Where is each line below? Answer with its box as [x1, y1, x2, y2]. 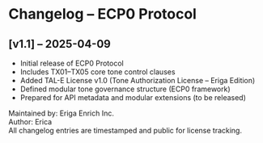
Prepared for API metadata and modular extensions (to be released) [19, 93, 247, 102]
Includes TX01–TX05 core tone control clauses [19, 67, 176, 77]
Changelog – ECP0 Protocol [8, 5, 197, 23]
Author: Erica [8, 117, 53, 126]
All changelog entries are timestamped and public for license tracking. [8, 126, 243, 135]
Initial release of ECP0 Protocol [19, 58, 124, 68]
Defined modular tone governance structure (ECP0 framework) [19, 84, 231, 94]
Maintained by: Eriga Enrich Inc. [8, 108, 115, 118]
